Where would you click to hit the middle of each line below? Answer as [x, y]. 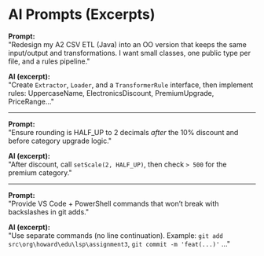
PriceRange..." [31, 101]
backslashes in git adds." [48, 212]
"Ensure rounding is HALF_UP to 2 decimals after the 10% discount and [123, 132]
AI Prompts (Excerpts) [82, 15]
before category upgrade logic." [60, 141]
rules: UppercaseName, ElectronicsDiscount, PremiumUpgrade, [111, 93]
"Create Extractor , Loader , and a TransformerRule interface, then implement [131, 85]
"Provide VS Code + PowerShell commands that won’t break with [114, 203]
